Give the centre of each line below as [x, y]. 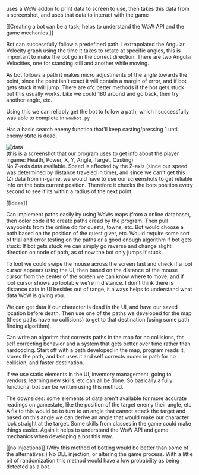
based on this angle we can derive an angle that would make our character [97, 417]
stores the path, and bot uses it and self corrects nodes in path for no [91, 356]
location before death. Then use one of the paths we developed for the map [99, 313]
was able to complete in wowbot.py [48, 118]
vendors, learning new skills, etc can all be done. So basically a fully [89, 380]
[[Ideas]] [17, 203]
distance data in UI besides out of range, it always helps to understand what [99, 289]
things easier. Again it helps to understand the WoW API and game [87, 430]
